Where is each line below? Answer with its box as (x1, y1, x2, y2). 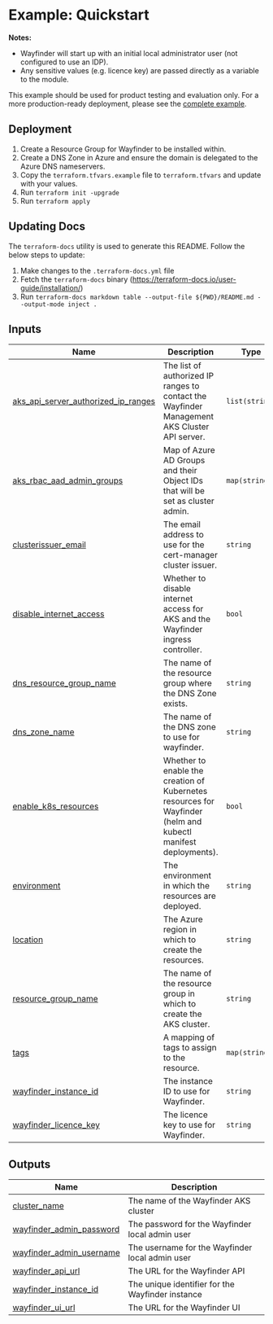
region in (162, 924, 197, 936)
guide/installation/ (19, 283, 81, 292)
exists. (162, 698, 188, 709)
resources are (162, 890, 217, 901)
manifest (162, 836, 197, 848)
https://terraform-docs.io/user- (132, 274, 237, 284)
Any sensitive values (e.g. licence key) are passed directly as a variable (19, 65, 260, 75)
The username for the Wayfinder (128, 1242, 253, 1253)
